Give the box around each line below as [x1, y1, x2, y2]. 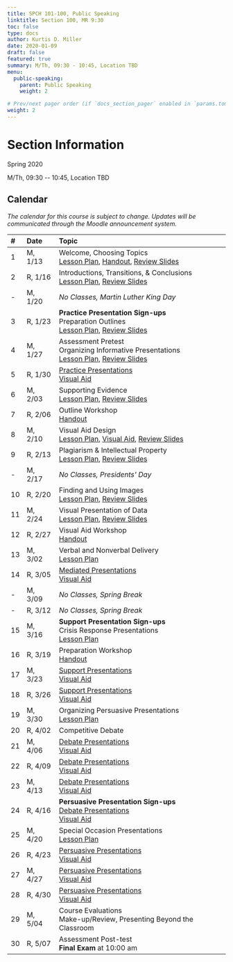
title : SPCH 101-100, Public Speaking [7, 10, 119, 17]
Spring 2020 [7, 159, 43, 168]
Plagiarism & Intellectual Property [58, 445, 168, 455]
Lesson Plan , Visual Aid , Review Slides [58, 434, 184, 443]
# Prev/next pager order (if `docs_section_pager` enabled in [7, 100, 191, 108]
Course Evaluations [58, 906, 123, 915]
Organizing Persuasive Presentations [58, 705, 180, 715]
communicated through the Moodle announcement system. [7, 219, 177, 228]
